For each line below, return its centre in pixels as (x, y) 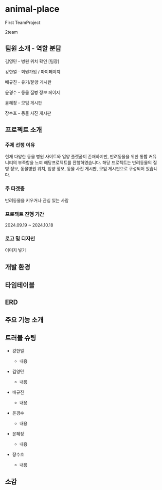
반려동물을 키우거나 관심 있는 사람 (37, 200)
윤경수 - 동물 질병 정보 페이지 (33, 92)
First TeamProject (23, 22)
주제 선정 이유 (20, 145)
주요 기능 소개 (24, 320)
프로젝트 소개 (24, 130)
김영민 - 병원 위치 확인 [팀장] (32, 61)
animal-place (32, 9)
